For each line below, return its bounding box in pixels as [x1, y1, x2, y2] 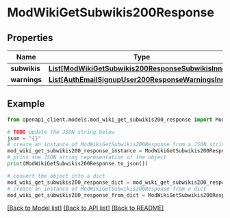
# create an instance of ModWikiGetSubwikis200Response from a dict [7, 185, 207, 192]
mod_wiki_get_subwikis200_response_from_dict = [7, 191, 146, 199]
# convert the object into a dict [7, 172, 106, 179]
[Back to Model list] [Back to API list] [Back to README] [7, 204, 164, 213]
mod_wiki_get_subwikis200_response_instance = [7, 148, 142, 154]
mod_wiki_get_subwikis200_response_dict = [7, 179, 130, 186]
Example [7, 98, 45, 110]
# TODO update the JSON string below [7, 128, 115, 135]
